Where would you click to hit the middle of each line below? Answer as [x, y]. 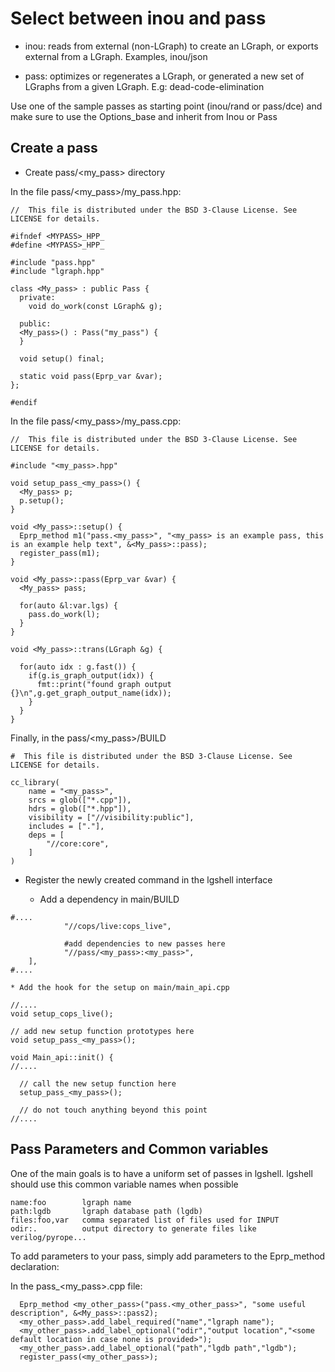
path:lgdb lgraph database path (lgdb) [106, 1211]
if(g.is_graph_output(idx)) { [91, 675]
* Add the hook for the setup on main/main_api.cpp [120, 987]
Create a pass [54, 148]
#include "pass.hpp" [53, 262]
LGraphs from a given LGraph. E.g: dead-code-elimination [144, 86]
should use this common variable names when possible [124, 1184]
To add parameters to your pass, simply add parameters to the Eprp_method [168, 1256]
